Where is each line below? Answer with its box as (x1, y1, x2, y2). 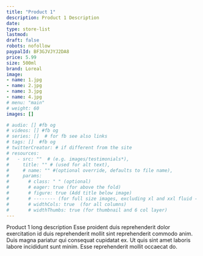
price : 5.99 (6, 54, 37, 60)
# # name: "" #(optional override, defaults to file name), (6, 167, 173, 174)
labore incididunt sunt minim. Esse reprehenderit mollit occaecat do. (6, 243, 178, 251)
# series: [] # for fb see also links (6, 133, 108, 140)
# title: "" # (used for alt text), (6, 162, 111, 168)
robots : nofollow (6, 43, 51, 49)
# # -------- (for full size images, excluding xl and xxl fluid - (6, 196, 198, 202)
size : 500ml (6, 60, 37, 66)
